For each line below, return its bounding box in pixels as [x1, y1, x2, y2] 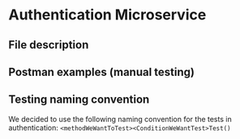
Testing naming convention [8, 93, 150, 107]
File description [8, 38, 89, 52]
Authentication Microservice [8, 6, 207, 24]
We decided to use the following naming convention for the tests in [8, 114, 233, 124]
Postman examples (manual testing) [8, 65, 195, 78]
